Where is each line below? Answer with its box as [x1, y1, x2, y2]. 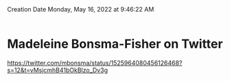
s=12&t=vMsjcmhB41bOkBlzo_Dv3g [7, 66, 108, 74]
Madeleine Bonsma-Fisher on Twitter [7, 36, 223, 52]
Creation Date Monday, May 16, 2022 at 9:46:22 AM [7, 5, 154, 13]
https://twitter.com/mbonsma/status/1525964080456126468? [7, 59, 183, 67]
